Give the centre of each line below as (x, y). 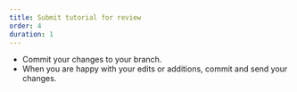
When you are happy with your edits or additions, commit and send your (155, 69)
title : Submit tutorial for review (75, 17)
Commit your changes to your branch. (92, 60)
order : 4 (25, 26)
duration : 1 (31, 34)
